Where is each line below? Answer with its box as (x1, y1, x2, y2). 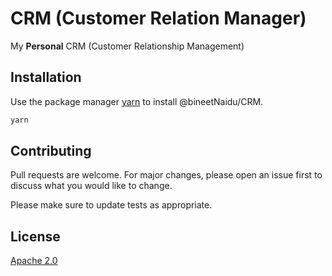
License (10, 228, 61, 245)
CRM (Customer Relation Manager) (10, 7, 307, 30)
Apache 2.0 (10, 255, 58, 267)
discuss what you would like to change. (10, 180, 173, 192)
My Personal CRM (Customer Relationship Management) (10, 40, 245, 52)
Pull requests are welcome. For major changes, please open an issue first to (10, 169, 323, 181)
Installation (10, 69, 82, 86)
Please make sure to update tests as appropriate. (10, 199, 213, 211)
